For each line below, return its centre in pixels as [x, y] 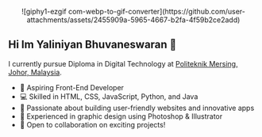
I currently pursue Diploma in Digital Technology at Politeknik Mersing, [123, 63]
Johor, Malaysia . [35, 72]
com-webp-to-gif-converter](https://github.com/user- [157, 11]
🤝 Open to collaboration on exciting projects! [92, 124]
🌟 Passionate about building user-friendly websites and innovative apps [137, 108]
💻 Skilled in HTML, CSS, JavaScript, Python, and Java [109, 96]
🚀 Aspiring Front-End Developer [72, 87]
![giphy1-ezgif [44, 11]
